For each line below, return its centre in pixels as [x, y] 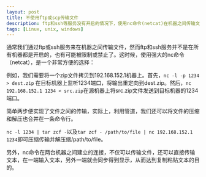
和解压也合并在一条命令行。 [41, 119]
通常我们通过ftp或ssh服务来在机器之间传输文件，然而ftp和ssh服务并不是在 [100, 47]
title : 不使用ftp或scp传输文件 [43, 18]
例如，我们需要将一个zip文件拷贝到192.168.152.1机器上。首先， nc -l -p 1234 [103, 75]
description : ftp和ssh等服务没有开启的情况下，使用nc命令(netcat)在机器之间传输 [101, 23]
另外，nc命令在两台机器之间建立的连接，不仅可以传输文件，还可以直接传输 [101, 153]
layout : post [23, 12]
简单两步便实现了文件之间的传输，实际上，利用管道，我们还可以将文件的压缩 [103, 111]
